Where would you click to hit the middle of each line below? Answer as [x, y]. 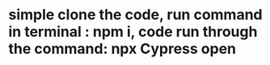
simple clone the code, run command [135, 15]
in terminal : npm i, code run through [133, 32]
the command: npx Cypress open [122, 49]
